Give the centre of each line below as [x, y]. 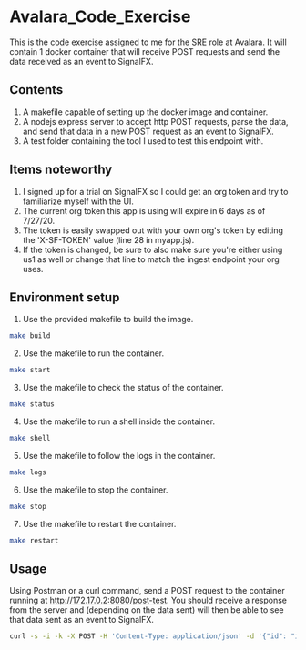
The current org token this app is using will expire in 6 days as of [144, 210]
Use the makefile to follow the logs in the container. [119, 455]
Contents [36, 90]
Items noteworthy [61, 170]
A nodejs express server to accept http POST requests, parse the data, [155, 121]
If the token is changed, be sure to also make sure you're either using [153, 249]
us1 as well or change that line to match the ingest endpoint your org [151, 259]
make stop [28, 506]
